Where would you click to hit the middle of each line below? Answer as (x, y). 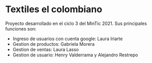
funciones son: (21, 28)
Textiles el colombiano (54, 9)
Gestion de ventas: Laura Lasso (46, 49)
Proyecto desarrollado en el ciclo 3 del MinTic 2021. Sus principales (76, 23)
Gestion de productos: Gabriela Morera (54, 44)
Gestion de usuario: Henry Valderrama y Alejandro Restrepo (75, 55)
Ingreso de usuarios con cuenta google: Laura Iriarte (68, 39)
